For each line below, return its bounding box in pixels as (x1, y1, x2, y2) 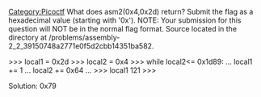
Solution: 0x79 (8, 81, 57, 91)
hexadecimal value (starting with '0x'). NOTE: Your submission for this (8, 15, 242, 25)
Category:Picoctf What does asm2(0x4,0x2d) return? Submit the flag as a (8, 7, 254, 16)
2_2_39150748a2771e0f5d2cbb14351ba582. (8, 41, 154, 51)
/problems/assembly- (48, 32, 120, 42)
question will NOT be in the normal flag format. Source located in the (8, 24, 237, 33)
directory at (8, 32, 47, 42)
